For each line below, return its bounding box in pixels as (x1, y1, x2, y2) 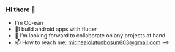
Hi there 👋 (6, 5, 36, 14)
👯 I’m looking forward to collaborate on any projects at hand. (14, 32, 168, 39)
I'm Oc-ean (14, 19, 43, 27)
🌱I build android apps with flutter (14, 25, 97, 33)
